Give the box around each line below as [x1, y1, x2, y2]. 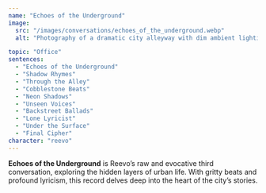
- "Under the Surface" [15, 122, 90, 130]
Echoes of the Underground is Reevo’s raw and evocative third [8, 158, 214, 168]
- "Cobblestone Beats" [15, 85, 90, 93]
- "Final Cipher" [15, 129, 73, 137]
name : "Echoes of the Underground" [8, 11, 126, 20]
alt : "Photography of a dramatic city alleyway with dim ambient [15, 33, 236, 42]
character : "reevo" [8, 137, 73, 145]
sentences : [8, 56, 44, 64]
